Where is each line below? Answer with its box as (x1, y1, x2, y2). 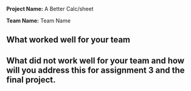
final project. (6, 75, 56, 85)
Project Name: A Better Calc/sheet (6, 5, 94, 12)
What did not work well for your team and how (6, 55, 184, 66)
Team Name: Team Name (6, 17, 71, 24)
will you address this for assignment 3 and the (6, 65, 185, 75)
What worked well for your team (6, 35, 131, 45)
